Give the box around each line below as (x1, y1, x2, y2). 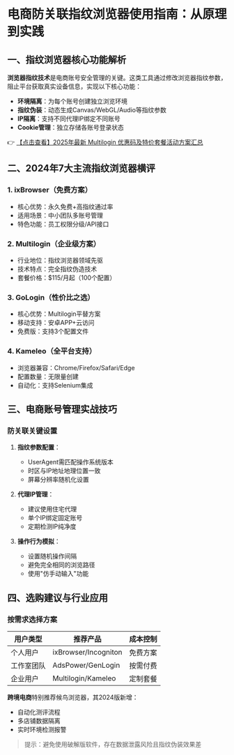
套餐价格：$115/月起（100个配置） (17, 273, 116, 282)
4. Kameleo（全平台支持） (7, 346, 97, 356)
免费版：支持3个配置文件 (17, 327, 89, 335)
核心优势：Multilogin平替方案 (17, 310, 101, 318)
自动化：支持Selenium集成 (17, 381, 93, 389)
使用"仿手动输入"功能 (27, 570, 89, 578)
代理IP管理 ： (17, 490, 54, 498)
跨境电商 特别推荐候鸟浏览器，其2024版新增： (7, 693, 139, 701)
